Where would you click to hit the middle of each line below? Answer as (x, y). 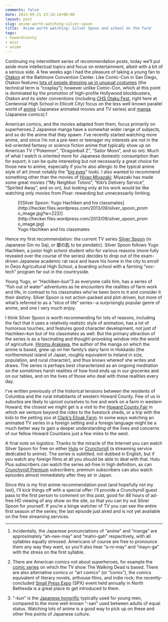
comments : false (22, 10)
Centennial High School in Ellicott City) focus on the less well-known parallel (84, 103)
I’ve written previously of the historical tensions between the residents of (80, 391)
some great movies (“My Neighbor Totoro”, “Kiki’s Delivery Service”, (75, 182)
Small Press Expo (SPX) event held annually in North (89, 583)
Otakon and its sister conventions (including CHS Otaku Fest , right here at (81, 98)
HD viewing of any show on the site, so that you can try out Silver (82, 501)
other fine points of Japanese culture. (51, 614)
